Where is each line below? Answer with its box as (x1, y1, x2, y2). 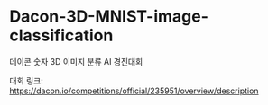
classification (9, 25, 114, 46)
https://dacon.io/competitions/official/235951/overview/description (9, 85, 259, 96)
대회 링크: (9, 74, 43, 86)
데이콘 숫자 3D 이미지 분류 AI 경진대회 (9, 56, 143, 66)
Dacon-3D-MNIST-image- (9, 6, 209, 27)
